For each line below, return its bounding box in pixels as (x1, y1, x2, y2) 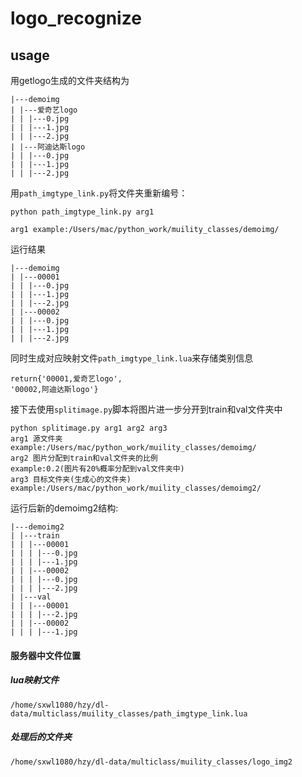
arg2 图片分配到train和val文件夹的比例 (10, 453, 158, 463)
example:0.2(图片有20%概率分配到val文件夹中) (10, 464, 185, 474)
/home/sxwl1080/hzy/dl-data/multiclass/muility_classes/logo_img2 (10, 757, 293, 767)
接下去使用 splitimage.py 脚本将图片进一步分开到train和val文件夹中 (10, 403, 283, 415)
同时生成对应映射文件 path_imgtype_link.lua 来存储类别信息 (10, 352, 254, 364)
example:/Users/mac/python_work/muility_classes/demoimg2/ (10, 483, 262, 493)
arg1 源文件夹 (10, 434, 63, 444)
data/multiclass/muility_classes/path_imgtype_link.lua (10, 708, 248, 719)
